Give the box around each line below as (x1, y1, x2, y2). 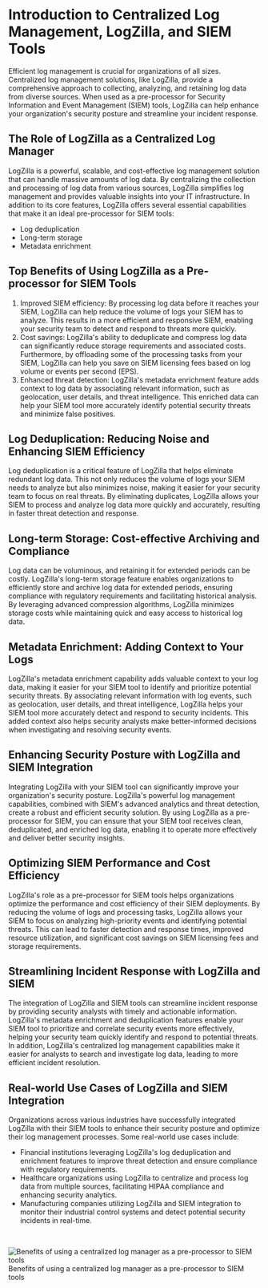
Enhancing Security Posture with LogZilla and (8, 748, 241, 762)
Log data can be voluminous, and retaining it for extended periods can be (8, 565, 250, 575)
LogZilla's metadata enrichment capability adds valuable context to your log (8, 674, 258, 683)
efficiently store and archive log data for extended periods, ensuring (8, 583, 234, 593)
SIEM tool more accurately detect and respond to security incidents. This (8, 708, 250, 717)
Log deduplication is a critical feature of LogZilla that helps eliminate (8, 466, 234, 476)
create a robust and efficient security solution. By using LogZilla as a (8, 808, 234, 817)
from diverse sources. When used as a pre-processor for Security (8, 91, 226, 101)
